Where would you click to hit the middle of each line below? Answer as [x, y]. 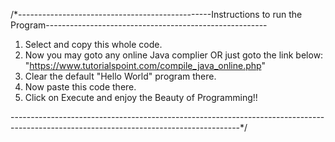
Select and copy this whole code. [93, 44]
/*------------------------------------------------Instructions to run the [156, 14]
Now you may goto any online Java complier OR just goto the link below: [174, 55]
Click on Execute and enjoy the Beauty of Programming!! [141, 97]
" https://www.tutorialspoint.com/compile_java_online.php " [145, 65]
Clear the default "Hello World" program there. [120, 76]
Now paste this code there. [80, 87]
